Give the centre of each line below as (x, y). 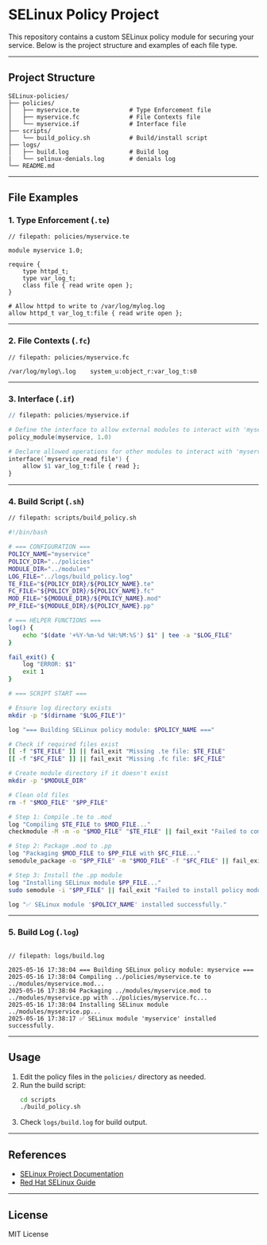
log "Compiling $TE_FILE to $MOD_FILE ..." (79, 824)
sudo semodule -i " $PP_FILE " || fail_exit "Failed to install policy (126, 890)
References (37, 1155)
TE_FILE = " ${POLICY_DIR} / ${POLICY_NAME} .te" (81, 584)
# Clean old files (39, 795)
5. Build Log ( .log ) (44, 932)
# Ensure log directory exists (60, 708)
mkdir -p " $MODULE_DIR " (48, 781)
